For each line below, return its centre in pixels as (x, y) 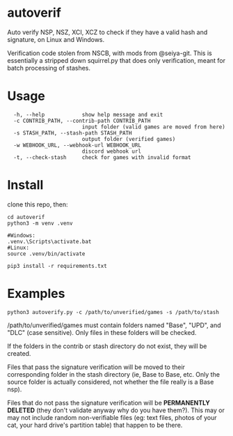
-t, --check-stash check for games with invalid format (102, 157)
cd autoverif (26, 217)
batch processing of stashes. (49, 68)
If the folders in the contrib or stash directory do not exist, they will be (107, 346)
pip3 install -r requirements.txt (57, 266)
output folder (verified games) (129, 139)
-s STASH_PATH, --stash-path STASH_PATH (73, 133)
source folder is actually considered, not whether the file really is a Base (111, 382)
